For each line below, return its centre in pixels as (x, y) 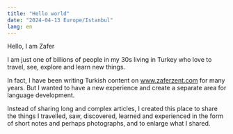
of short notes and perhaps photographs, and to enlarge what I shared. (109, 124)
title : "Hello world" (39, 14)
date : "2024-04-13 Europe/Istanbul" (60, 20)
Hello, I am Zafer (31, 47)
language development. (41, 95)
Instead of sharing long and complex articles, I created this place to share (112, 109)
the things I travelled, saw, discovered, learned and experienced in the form (115, 116)
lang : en (20, 26)
